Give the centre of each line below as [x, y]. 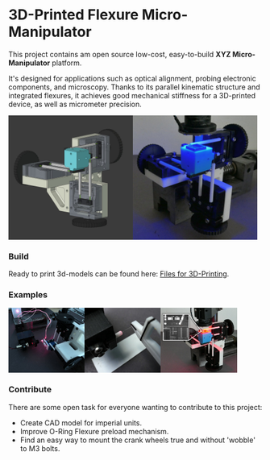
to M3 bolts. [40, 448]
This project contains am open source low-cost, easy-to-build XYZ [120, 54]
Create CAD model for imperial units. [81, 423]
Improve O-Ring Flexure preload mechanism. [94, 431]
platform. [67, 63]
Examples [28, 295]
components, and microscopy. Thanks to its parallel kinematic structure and [134, 87]
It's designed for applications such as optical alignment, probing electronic [132, 78]
